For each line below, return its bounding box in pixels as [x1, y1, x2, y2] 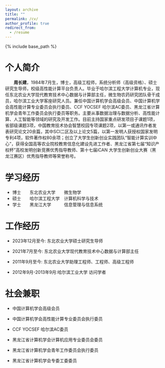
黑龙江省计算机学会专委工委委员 [12, 357, 77, 364]
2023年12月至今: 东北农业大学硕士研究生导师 [12, 238, 103, 244]
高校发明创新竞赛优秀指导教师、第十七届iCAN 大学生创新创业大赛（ [15, 147, 152, 153]
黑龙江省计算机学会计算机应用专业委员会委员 [12, 337, 103, 342]
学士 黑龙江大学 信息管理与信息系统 [12, 201, 103, 207]
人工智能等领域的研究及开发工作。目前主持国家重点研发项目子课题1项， [13, 116, 158, 122]
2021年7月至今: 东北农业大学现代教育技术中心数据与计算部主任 [12, 248, 139, 254]
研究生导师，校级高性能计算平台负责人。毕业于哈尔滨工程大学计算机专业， [5, 85, 156, 91]
